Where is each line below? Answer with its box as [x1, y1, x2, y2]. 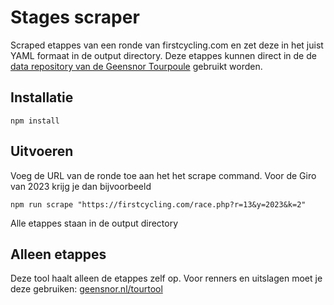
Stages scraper [10, 6, 140, 29]
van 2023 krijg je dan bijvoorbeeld [10, 180, 152, 192]
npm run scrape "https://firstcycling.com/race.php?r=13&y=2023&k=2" [10, 199, 307, 210]
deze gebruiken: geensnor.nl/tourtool [10, 283, 163, 295]
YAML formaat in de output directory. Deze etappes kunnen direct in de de [10, 49, 317, 61]
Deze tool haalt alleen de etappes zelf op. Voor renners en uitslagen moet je [10, 272, 323, 285]
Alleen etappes [10, 246, 107, 263]
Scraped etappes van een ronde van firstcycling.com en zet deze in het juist [10, 39, 324, 51]
